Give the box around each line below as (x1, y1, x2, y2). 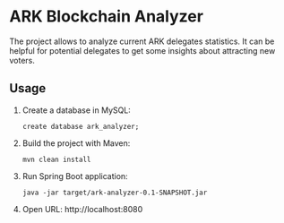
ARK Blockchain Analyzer (9, 6, 204, 27)
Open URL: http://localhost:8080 (22, 203, 143, 214)
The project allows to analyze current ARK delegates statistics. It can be (9, 36, 275, 47)
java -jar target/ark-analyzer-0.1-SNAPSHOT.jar (22, 188, 208, 197)
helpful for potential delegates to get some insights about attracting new (9, 45, 276, 56)
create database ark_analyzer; (22, 122, 140, 131)
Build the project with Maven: (22, 137, 131, 149)
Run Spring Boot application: (22, 170, 128, 181)
